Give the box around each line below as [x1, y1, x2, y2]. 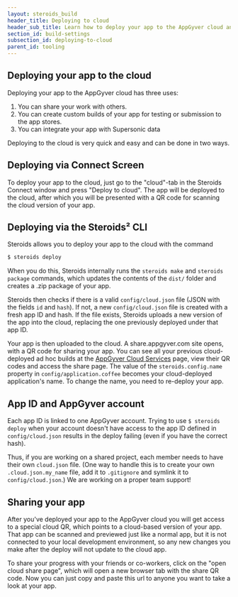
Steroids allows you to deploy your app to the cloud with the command [7, 240, 214, 248]
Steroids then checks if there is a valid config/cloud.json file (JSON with [7, 295, 220, 304]
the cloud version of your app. [7, 200, 96, 209]
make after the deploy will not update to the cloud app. [7, 544, 167, 554]
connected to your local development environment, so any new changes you [7, 537, 231, 546]
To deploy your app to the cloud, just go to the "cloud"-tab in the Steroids [7, 178, 222, 187]
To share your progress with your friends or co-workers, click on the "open [7, 559, 227, 567]
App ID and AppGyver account [7, 398, 145, 410]
